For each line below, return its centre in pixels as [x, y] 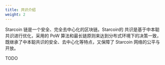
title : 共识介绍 [20, 10]
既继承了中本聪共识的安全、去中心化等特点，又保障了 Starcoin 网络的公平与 [83, 42]
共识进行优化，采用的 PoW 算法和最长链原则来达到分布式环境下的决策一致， [83, 35]
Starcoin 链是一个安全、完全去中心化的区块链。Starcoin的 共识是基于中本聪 [82, 29]
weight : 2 [15, 14]
